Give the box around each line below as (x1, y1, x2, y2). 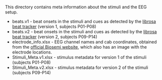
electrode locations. (12, 49, 53, 55)
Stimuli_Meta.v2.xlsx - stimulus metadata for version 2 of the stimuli (12, 65, 148, 70)
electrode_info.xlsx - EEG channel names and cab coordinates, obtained (12, 39, 157, 45)
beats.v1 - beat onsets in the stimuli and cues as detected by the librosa (12, 19, 156, 24)
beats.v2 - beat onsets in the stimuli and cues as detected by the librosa (12, 29, 157, 34)
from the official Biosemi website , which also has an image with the (12, 44, 147, 50)
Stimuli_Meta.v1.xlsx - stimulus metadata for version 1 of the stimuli (12, 54, 147, 60)
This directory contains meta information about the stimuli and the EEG (5, 4, 147, 10)
